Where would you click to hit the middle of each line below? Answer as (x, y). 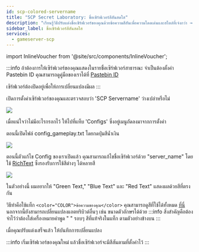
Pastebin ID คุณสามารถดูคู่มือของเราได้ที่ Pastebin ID (63, 74)
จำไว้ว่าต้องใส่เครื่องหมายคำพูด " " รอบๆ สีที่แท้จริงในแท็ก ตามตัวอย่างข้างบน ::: (83, 218)
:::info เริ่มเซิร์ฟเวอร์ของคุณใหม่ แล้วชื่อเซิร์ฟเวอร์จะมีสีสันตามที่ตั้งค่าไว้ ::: (78, 242)
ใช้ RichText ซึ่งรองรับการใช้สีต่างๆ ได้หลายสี (51, 163)
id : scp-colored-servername (41, 12)
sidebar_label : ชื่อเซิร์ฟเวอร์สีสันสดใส (44, 28)
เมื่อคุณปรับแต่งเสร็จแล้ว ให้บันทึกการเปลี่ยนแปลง (54, 230)
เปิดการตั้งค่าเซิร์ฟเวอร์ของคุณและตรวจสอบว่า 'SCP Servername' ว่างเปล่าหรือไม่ (88, 98)
